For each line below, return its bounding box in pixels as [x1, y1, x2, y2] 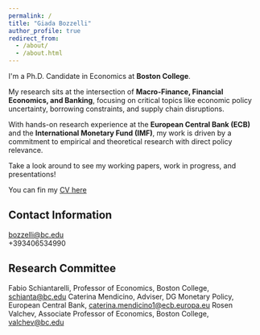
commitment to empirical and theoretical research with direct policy [8, 137, 233, 146]
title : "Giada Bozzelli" [8, 19, 92, 27]
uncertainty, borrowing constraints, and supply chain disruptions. [8, 104, 225, 114]
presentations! [8, 170, 56, 179]
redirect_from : [8, 34, 60, 43]
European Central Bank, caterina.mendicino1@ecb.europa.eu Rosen [8, 300, 233, 310]
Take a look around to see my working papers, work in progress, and [8, 161, 237, 170]
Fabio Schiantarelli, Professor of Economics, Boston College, [8, 283, 209, 292]
